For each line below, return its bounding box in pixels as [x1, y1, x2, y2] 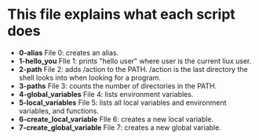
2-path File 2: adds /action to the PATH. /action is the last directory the [18, 64, 248, 74]
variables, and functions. [18, 106, 100, 115]
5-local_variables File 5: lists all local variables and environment [18, 98, 227, 107]
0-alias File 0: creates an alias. [18, 48, 119, 57]
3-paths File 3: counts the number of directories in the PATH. [18, 81, 217, 91]
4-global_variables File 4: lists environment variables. [18, 89, 194, 99]
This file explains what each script [7, 5, 236, 23]
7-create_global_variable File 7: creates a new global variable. [18, 123, 221, 132]
